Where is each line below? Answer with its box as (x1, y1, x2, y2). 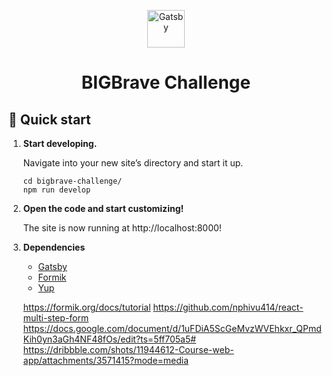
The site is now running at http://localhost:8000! (22, 222, 222, 234)
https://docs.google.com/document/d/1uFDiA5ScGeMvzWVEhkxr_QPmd (22, 323, 322, 334)
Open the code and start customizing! (22, 203, 185, 214)
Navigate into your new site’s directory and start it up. (22, 157, 244, 169)
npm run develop (22, 185, 91, 195)
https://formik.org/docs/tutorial (22, 301, 151, 313)
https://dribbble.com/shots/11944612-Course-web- (22, 344, 235, 355)
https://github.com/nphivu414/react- (152, 301, 304, 313)
